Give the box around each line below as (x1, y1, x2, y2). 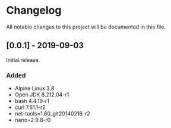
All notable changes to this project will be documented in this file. (6, 23, 166, 30)
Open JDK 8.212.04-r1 (14, 91, 69, 98)
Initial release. (6, 56, 40, 63)
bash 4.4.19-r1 (14, 98, 49, 105)
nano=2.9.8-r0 (14, 117, 51, 124)
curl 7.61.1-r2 (14, 104, 46, 111)
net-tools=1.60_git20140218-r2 (14, 110, 90, 117)
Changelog (6, 4, 62, 17)
